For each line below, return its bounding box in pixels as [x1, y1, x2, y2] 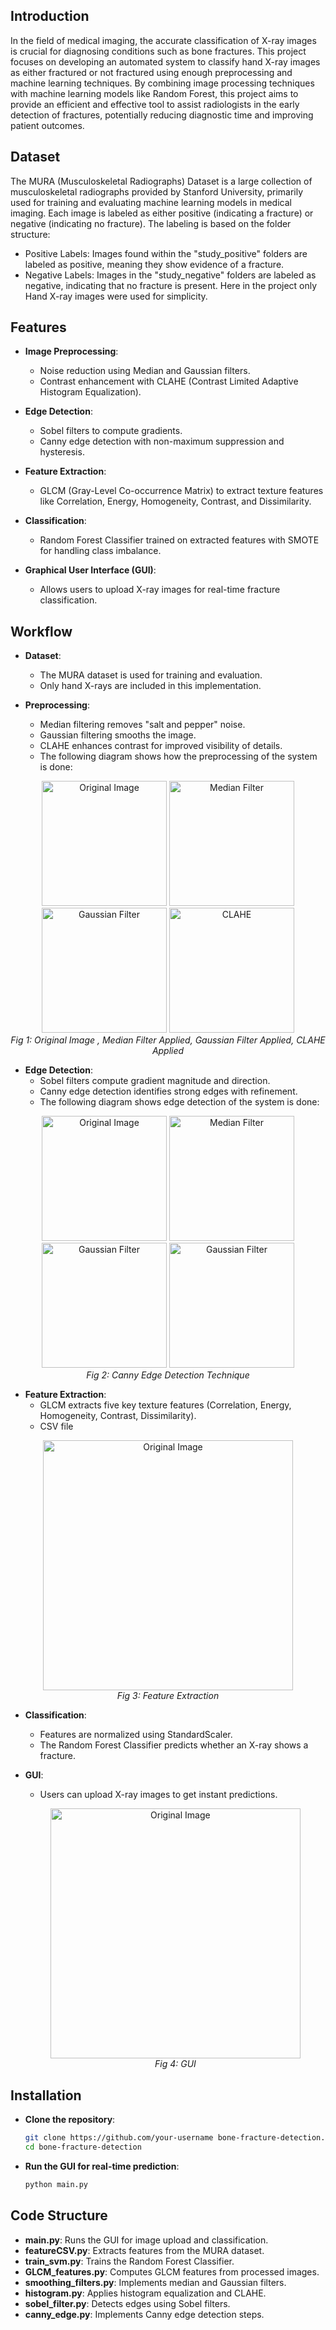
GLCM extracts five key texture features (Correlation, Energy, [39, 1399, 292, 1411]
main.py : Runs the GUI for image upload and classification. [24, 2234, 269, 2246]
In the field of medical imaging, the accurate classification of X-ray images [10, 34, 317, 46]
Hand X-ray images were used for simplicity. [24, 290, 208, 302]
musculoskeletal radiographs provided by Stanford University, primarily [10, 185, 304, 198]
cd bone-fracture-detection [24, 2142, 142, 2152]
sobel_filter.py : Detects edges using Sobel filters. [24, 2297, 231, 2309]
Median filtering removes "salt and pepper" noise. [39, 719, 246, 731]
